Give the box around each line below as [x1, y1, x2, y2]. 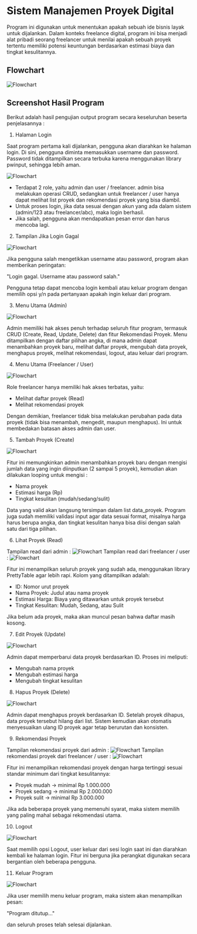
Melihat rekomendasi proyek [15, 401, 84, 408]
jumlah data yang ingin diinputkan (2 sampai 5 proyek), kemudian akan [6, 465, 178, 472]
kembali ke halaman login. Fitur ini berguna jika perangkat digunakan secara [6, 851, 191, 859]
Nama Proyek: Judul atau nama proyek [15, 589, 109, 596]
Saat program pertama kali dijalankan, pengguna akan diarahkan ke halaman [6, 142, 192, 149]
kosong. [6, 619, 26, 626]
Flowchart [6, 66, 45, 76]
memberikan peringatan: [6, 261, 66, 268]
